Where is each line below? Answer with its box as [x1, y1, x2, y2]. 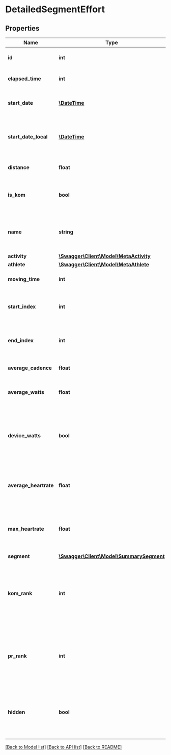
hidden [8, 709, 25, 716]
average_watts [8, 389, 44, 395]
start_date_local [8, 133, 48, 140]
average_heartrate [8, 482, 54, 489]
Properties [5, 24, 40, 33]
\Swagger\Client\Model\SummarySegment [58, 553, 165, 560]
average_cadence [8, 364, 52, 371]
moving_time [8, 276, 40, 282]
